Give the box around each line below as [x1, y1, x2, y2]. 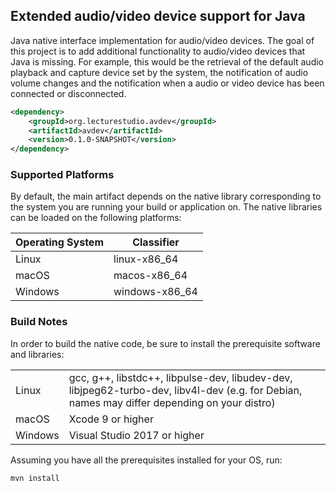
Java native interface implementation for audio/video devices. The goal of [10, 34, 315, 46]
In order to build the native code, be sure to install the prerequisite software [10, 337, 321, 349]
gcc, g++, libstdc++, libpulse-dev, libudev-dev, [68, 370, 293, 384]
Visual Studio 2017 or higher [68, 428, 205, 442]
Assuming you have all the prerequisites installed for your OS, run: [10, 454, 283, 466]
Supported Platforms [10, 168, 115, 182]
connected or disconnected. [10, 87, 127, 99]
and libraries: [10, 348, 65, 360]
